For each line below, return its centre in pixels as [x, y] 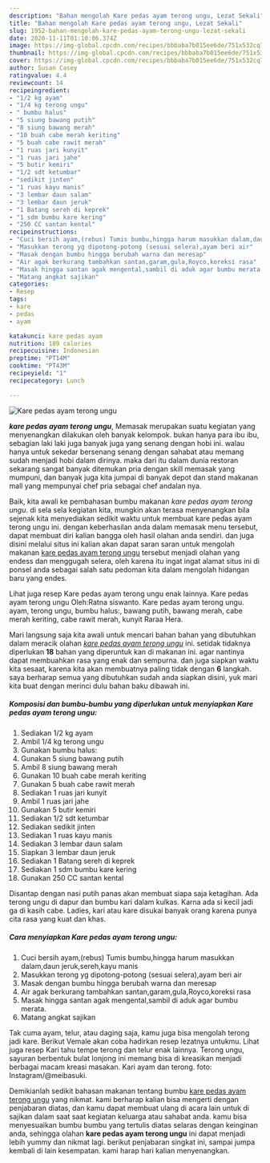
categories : [29, 284]
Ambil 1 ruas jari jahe [55, 801]
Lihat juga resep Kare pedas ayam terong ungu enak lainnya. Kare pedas [129, 594]
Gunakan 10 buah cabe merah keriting [83, 776]
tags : [18, 299]
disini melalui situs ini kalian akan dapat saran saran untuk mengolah [122, 544]
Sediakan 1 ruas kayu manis [66, 835]
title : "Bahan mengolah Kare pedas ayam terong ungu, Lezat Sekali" [126, 23]
